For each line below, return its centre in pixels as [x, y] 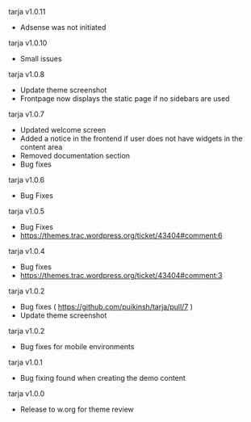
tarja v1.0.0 [27, 394]
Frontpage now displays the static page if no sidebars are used [125, 99]
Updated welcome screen [63, 130]
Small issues [41, 59]
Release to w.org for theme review [77, 409]
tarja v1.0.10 [28, 43]
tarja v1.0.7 [26, 114]
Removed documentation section [75, 156]
